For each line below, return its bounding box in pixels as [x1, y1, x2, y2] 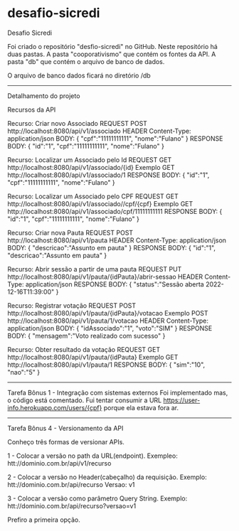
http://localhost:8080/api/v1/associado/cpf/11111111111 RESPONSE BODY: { [7, 207, 223, 215]
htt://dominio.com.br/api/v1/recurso [7, 458, 112, 467]
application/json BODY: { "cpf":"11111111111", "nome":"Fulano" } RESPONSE [7, 134, 223, 143]
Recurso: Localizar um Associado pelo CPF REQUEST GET [7, 192, 179, 200]
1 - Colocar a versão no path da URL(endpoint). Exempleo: [7, 451, 178, 460]
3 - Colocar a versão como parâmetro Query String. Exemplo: [7, 494, 188, 503]
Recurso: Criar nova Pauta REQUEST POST [7, 228, 134, 237]
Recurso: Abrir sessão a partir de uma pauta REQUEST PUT [7, 264, 182, 273]
